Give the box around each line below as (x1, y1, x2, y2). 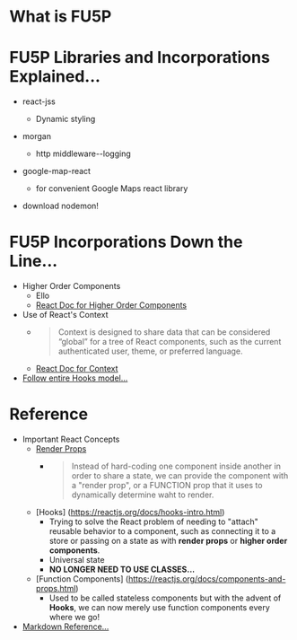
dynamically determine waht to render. (71, 489, 214, 500)
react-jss (22, 96, 56, 107)
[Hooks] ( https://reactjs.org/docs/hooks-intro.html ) (35, 507, 225, 517)
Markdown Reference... (22, 621, 109, 632)
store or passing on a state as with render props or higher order (48, 536, 288, 546)
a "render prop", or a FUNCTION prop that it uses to (71, 480, 263, 490)
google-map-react (22, 166, 92, 177)
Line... (9, 251, 58, 271)
